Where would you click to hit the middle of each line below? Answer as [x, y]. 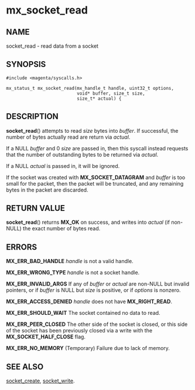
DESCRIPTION [32, 117]
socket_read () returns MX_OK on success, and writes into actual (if [88, 222]
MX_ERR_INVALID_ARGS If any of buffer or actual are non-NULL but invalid [98, 284]
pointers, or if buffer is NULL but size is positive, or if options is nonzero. [93, 290]
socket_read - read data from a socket [52, 46]
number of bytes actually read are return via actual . [68, 137]
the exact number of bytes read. [61, 228]
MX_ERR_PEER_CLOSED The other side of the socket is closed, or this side [97, 324]
